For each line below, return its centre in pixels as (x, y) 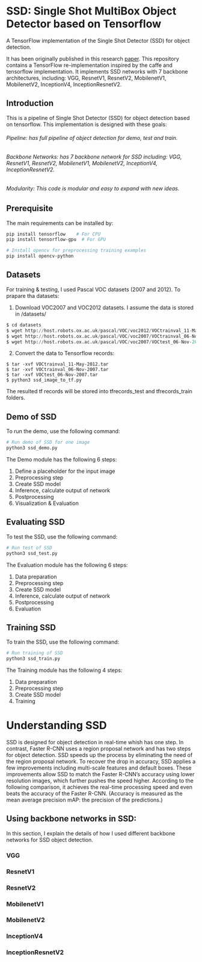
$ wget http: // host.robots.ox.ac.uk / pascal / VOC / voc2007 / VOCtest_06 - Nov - (99, 342)
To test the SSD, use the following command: (62, 536)
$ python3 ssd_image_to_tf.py (44, 380)
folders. (16, 398)
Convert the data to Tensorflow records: (65, 353)
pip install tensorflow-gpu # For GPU (56, 239)
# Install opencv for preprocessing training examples (76, 251)
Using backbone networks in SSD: (72, 819)
